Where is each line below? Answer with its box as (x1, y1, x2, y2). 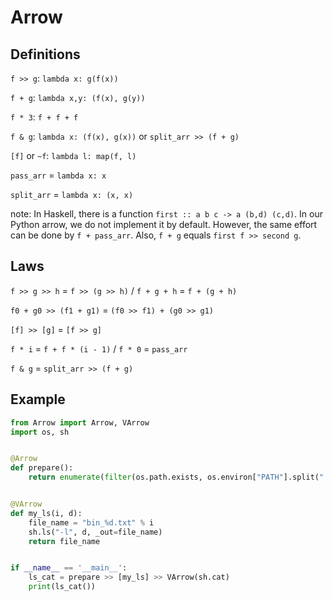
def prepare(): (10, 463, 74, 473)
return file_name (28, 536, 101, 546)
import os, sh (10, 427, 70, 437)
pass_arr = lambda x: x (10, 169, 107, 181)
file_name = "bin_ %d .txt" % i (28, 517, 155, 528)
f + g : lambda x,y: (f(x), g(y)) (10, 92, 146, 103)
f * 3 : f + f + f (10, 111, 79, 123)
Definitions (10, 46, 81, 63)
